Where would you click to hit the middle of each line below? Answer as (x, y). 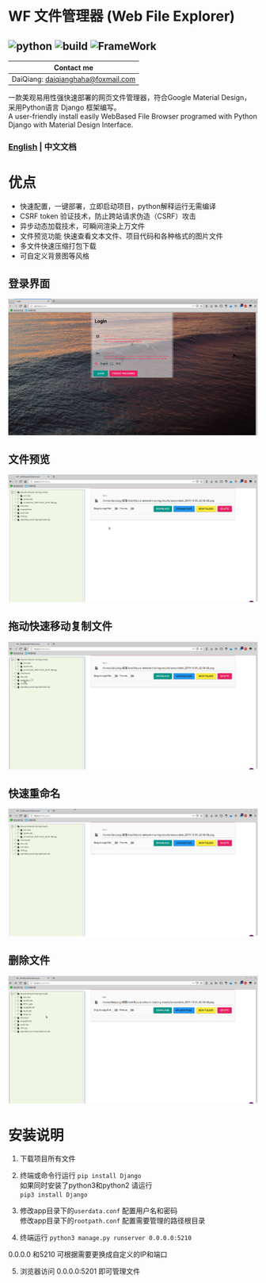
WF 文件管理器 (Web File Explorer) (122, 16)
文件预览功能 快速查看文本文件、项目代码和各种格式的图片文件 (121, 236)
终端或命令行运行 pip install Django (80, 1176)
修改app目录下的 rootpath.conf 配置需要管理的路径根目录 (112, 1221)
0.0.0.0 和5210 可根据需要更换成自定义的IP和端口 (88, 1254)
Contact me (74, 68)
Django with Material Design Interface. (71, 125)
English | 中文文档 (42, 147)
